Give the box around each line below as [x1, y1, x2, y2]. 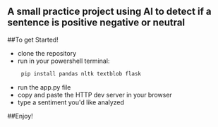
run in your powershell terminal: [17, 56, 110, 65]
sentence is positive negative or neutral [7, 17, 186, 29]
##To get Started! [7, 35, 59, 44]
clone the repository [17, 49, 77, 57]
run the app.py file [17, 83, 71, 91]
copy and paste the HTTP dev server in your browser [17, 90, 173, 99]
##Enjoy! [7, 111, 33, 120]
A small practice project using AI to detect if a [7, 6, 212, 18]
